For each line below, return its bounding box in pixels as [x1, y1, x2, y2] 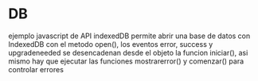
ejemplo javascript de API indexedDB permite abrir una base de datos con [8, 31, 251, 40]
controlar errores [8, 64, 64, 74]
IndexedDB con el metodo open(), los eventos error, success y [8, 39, 213, 48]
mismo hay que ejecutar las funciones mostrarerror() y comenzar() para [8, 56, 244, 66]
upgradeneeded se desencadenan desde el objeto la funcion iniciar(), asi [8, 48, 248, 57]
